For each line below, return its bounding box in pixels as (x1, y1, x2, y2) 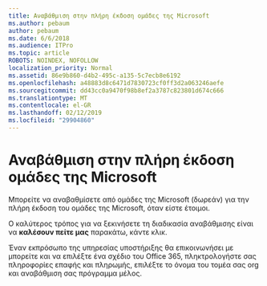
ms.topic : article (8, 49, 70, 57)
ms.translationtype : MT (8, 94, 88, 102)
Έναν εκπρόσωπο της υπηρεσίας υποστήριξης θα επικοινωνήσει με (8, 243, 234, 252)
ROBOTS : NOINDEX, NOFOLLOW (8, 57, 99, 65)
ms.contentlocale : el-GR (8, 101, 91, 109)
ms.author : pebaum (8, 19, 70, 27)
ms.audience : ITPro (8, 42, 74, 50)
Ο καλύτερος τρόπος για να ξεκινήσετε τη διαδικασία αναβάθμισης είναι (8, 219, 254, 228)
